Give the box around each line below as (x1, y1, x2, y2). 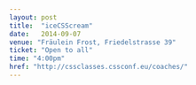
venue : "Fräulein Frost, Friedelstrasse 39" (9, 37, 176, 47)
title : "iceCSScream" (9, 21, 93, 30)
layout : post (9, 12, 58, 22)
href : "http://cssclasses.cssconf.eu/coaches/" (9, 63, 189, 72)
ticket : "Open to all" (9, 46, 93, 55)
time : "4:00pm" (9, 54, 66, 63)
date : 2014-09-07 (9, 29, 82, 38)
